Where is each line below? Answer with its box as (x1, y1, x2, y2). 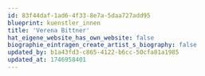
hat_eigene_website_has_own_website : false (7, 33, 155, 42)
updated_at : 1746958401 (7, 56, 87, 64)
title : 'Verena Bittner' (7, 26, 90, 34)
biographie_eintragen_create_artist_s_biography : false (7, 41, 197, 49)
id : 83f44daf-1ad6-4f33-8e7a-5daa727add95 (7, 11, 151, 20)
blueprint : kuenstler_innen (7, 19, 101, 27)
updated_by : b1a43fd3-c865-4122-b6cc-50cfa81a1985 (7, 48, 179, 56)
